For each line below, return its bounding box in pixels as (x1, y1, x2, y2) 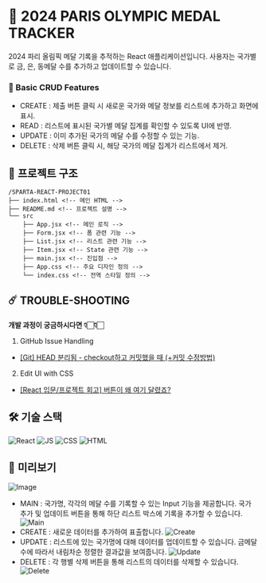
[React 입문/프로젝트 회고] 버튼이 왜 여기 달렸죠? (19, 384, 171, 394)
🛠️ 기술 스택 (8, 411, 62, 424)
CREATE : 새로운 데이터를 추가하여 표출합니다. (19, 527, 164, 537)
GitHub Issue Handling (19, 336, 94, 345)
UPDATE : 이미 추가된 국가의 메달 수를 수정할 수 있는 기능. (19, 131, 200, 140)
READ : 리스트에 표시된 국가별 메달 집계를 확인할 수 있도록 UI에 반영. (19, 121, 233, 131)
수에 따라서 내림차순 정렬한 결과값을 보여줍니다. (19, 547, 167, 557)
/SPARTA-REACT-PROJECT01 (8, 188, 91, 196)
